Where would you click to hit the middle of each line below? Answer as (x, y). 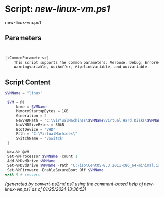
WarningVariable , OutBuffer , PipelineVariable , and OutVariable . (82, 67)
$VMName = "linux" (24, 93)
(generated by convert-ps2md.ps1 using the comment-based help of (74, 184)
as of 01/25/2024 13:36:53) (59, 189)
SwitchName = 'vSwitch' (40, 139)
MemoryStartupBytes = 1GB (42, 111)
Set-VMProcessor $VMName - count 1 (42, 156)
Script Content (28, 82)
